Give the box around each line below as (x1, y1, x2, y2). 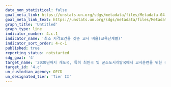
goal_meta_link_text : (5, 17, 51, 22)
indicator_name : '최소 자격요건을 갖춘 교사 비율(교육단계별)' (5, 36, 123, 41)
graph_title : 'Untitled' (5, 21, 58, 27)
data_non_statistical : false (5, 7, 67, 13)
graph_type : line (5, 27, 42, 32)
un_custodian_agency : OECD (5, 70, 63, 75)
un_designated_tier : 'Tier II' (5, 74, 72, 79)
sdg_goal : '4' (5, 55, 36, 60)
